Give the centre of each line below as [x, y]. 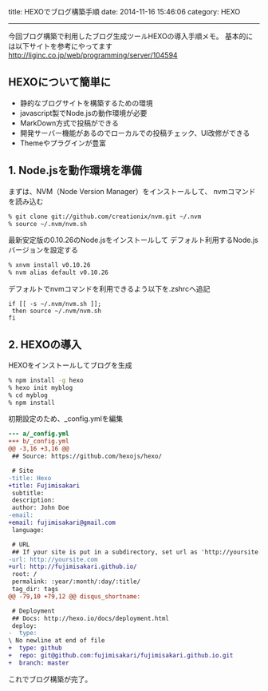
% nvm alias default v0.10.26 [59, 273]
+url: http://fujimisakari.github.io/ [73, 567]
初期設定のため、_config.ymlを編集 [66, 419]
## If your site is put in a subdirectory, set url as [104, 552]
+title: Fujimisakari [44, 486]
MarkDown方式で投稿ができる [69, 123]
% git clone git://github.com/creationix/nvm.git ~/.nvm [105, 216]
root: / [24, 574]
